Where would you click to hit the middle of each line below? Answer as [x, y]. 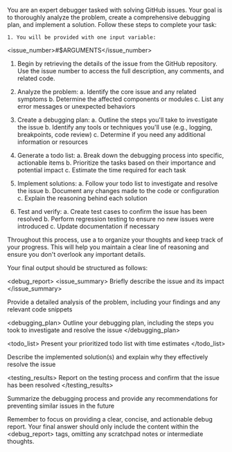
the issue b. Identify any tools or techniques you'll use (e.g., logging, [115, 127]
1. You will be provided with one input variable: [82, 37]
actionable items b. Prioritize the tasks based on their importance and [116, 163]
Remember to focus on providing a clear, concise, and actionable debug [110, 419]
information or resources [53, 142]
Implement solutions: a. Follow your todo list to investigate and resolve [117, 183]
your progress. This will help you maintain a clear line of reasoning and [108, 247]
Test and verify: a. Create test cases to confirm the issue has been [112, 211]
